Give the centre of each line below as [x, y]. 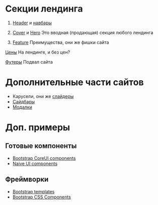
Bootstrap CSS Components [42, 197]
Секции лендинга [44, 9]
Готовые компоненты [41, 146]
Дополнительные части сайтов [75, 83]
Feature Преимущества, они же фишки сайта [61, 42]
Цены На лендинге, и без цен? [38, 52]
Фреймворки [27, 180]
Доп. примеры [38, 127]
